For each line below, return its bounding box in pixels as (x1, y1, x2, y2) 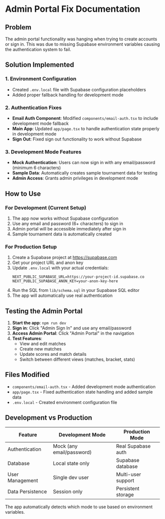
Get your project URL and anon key (12, 259, 83, 266)
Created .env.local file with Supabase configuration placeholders (12, 86, 146, 92)
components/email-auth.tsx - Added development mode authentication (12, 383, 156, 389)
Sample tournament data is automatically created (12, 231, 112, 237)
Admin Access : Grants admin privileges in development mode (12, 175, 138, 181)
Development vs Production (5, 414, 92, 422)
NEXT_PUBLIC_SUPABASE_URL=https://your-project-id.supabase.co (12, 274, 145, 280)
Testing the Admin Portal (5, 307, 82, 315)
